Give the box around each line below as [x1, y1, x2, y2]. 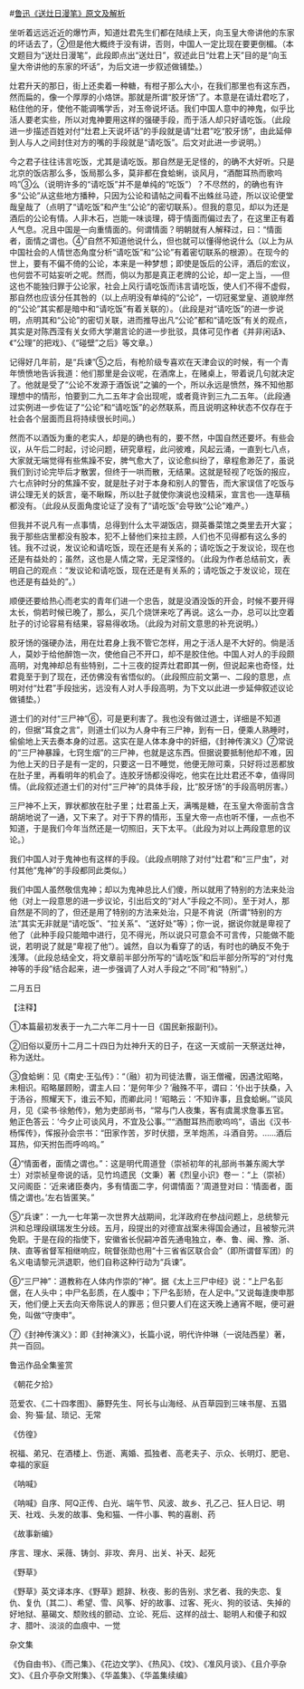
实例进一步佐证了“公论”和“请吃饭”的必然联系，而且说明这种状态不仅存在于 [16, 402, 293, 412]
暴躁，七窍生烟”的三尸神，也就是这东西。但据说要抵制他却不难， [44, 747, 287, 758]
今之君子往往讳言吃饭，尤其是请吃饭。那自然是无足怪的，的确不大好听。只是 [9, 157, 295, 167]
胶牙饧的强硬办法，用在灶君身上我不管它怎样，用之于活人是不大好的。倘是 [9, 638, 287, 648]
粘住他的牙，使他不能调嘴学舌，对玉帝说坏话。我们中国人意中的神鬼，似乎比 [9, 103, 295, 113]
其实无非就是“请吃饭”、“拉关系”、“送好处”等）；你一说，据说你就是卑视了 [21, 918, 292, 928]
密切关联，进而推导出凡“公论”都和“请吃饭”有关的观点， [87, 315, 292, 325]
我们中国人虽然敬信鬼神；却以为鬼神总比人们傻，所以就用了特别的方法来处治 [9, 884, 295, 895]
